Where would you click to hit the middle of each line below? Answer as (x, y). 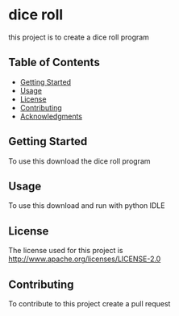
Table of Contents (54, 62)
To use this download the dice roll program (79, 161)
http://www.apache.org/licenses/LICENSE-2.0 (85, 259)
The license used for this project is (66, 251)
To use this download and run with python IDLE (87, 206)
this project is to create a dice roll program (79, 37)
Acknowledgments (51, 116)
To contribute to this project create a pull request (89, 304)
